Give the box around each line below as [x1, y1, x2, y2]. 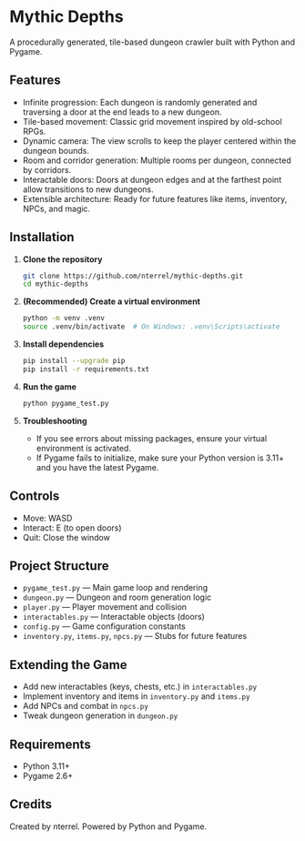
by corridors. [22, 164, 72, 175]
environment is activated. [36, 442, 132, 453]
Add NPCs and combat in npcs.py [22, 701, 148, 712]
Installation [9, 229, 75, 245]
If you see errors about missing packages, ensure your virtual [36, 432, 268, 443]
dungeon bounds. [22, 145, 89, 156]
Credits [9, 796, 53, 812]
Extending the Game [9, 657, 127, 673]
